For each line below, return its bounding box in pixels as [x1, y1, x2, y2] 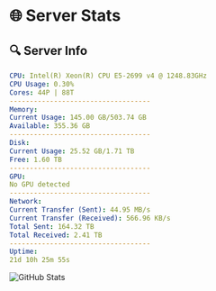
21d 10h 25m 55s [9, 256, 70, 265]
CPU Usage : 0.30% [9, 79, 75, 88]
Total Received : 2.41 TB [9, 231, 103, 240]
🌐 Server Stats [9, 5, 121, 26]
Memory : [9, 105, 39, 114]
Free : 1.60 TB [9, 155, 63, 164]
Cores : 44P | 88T [9, 87, 75, 97]
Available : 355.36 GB [9, 122, 91, 131]
